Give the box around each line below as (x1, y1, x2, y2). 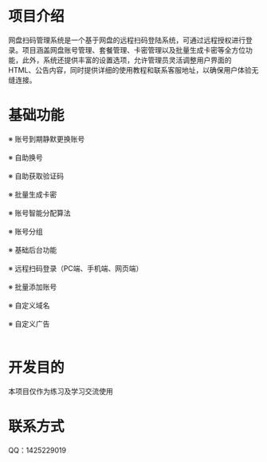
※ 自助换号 (8, 153, 43, 162)
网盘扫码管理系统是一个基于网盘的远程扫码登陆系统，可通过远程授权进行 (8, 35, 245, 45)
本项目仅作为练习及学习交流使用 (8, 386, 113, 396)
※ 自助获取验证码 (8, 171, 64, 181)
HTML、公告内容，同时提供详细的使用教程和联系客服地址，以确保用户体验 (8, 65, 253, 74)
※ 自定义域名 (8, 301, 50, 310)
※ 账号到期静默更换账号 (8, 133, 85, 144)
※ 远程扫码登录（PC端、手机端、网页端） (8, 263, 143, 273)
